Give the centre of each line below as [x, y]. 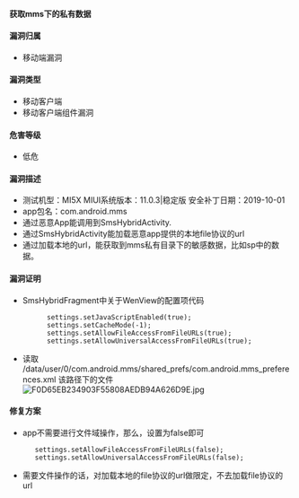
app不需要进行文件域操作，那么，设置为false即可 [113, 432]
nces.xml [39, 379]
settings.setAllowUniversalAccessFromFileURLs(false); [139, 458]
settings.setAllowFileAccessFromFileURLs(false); [129, 450]
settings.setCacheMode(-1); [99, 325]
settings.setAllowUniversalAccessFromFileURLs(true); [149, 341]
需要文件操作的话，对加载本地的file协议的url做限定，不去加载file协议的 [153, 475]
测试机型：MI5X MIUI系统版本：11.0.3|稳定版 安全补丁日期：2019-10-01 [154, 200]
